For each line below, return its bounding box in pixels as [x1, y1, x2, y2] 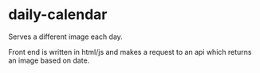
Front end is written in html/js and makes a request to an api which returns [8, 47, 252, 56]
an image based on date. [8, 56, 90, 65]
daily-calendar [8, 6, 108, 24]
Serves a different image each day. [8, 32, 124, 41]
